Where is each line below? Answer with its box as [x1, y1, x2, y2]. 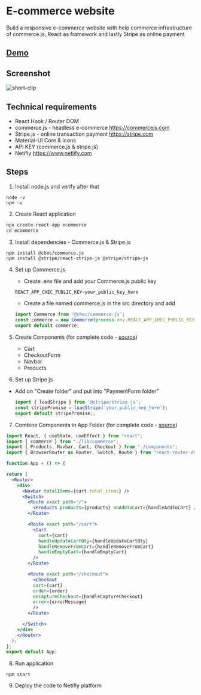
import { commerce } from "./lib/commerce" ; [6, 439, 119, 445]
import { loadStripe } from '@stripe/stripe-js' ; [14, 399, 142, 405]
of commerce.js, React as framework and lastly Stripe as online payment [6, 30, 185, 37]
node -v [6, 194, 26, 201]
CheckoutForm [23, 351, 61, 359]
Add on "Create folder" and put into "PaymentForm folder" [14, 387, 160, 395]
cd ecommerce [6, 227, 39, 234]
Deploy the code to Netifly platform [14, 682, 102, 689]
